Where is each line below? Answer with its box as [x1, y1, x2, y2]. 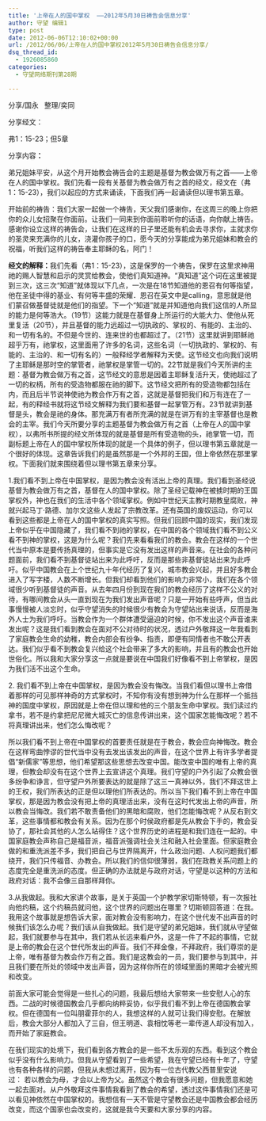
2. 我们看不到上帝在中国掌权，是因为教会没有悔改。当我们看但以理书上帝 [8, 681, 245, 690]
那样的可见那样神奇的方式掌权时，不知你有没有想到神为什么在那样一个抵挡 [14, 690, 258, 700]
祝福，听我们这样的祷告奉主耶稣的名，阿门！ [8, 243, 154, 254]
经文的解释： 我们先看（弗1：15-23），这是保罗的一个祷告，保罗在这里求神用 [8, 261, 255, 270]
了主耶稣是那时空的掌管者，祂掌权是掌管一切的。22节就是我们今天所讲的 [8, 360, 246, 369]
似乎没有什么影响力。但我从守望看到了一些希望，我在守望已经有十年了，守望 [8, 1054, 258, 1064]
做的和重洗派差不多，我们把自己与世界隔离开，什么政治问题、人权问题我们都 [8, 845, 258, 856]
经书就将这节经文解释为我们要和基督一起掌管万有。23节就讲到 [42, 399, 246, 409]
